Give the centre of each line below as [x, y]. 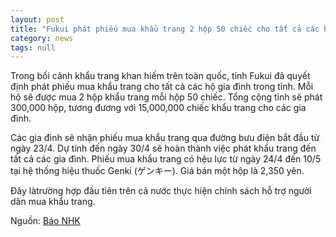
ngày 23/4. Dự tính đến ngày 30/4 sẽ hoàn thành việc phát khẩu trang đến [163, 148]
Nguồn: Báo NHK [45, 221]
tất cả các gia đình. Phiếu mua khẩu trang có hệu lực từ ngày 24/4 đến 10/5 [166, 159]
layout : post [37, 19]
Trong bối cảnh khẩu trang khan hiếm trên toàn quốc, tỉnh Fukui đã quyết [160, 76]
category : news [42, 38]
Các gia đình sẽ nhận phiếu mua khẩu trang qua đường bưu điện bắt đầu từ [165, 138]
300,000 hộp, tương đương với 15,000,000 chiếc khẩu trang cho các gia [158, 108]
